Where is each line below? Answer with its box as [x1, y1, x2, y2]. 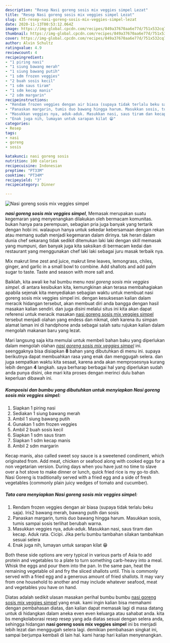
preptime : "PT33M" [5, 168, 44, 173]
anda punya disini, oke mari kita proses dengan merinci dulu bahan [5, 370, 145, 376]
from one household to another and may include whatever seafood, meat [5, 579, 158, 585]
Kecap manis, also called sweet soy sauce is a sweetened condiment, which [5, 453, 164, 459]
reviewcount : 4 [5, 50, 37, 55]
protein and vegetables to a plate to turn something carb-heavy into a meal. [5, 558, 163, 564]
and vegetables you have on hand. [5, 584, 77, 591]
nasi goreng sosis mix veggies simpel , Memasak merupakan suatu [5, 211, 146, 217]
